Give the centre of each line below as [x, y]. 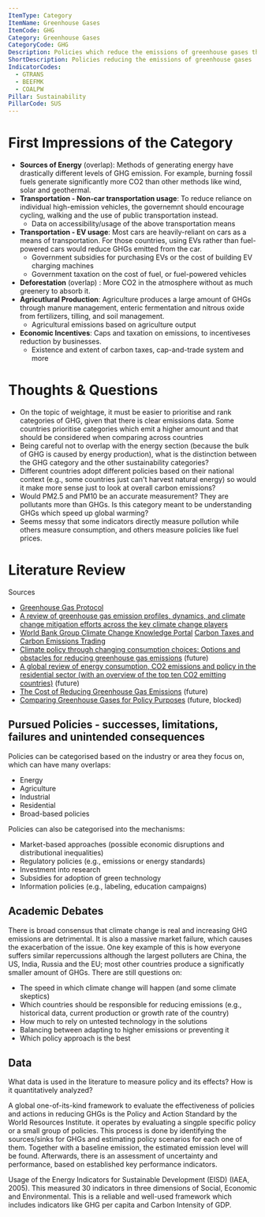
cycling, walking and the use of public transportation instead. [119, 215]
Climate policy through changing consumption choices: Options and [130, 649]
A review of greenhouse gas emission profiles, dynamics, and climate [132, 616]
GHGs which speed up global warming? [84, 513]
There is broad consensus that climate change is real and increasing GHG [128, 930]
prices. [31, 538]
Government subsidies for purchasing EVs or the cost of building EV [142, 257]
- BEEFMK [30, 82]
